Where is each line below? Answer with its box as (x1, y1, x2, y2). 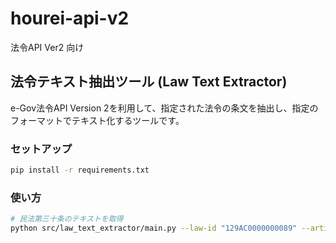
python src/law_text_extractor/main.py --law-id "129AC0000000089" (10, 223, 298, 234)
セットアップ (10, 142, 73, 156)
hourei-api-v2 (10, 7, 130, 30)
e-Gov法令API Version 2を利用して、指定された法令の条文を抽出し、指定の (10, 102, 319, 114)
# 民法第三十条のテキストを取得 (10, 214, 124, 224)
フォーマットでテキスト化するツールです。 (10, 114, 185, 126)
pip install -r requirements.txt (10, 165, 150, 176)
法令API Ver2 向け (10, 41, 85, 53)
